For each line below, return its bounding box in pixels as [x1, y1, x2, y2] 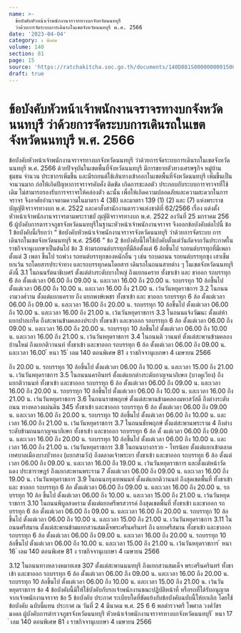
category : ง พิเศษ [9, 37, 58, 44]
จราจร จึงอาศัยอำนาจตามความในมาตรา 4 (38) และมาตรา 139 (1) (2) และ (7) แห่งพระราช [9, 196, 224, 205]
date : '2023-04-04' [9, 30, 67, 38]
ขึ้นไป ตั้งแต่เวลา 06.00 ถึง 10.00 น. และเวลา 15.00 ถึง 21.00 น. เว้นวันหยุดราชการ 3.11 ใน [9, 515, 232, 524]
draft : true [9, 70, 44, 77]
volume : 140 [9, 43, 44, 51]
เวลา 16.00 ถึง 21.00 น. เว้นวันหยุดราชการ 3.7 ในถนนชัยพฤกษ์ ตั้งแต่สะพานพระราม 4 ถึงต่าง [9, 418, 232, 428]
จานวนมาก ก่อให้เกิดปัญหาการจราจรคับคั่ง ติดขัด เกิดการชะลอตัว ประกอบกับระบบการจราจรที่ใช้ [9, 180, 228, 189]
